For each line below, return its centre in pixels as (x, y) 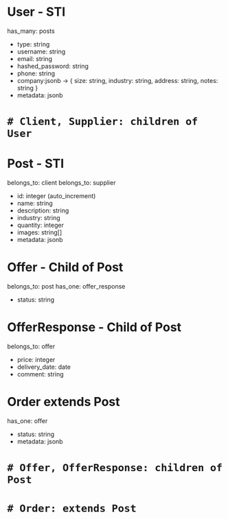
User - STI (36, 12)
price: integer (36, 359)
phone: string (36, 73)
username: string (41, 51)
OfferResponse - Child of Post (94, 327)
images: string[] (39, 232)
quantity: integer (40, 225)
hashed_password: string (53, 66)
